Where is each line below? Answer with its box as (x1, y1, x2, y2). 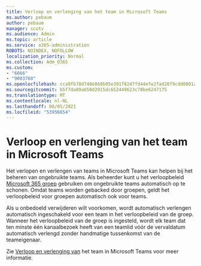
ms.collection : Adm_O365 (6, 59, 68, 65)
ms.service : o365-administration (6, 43, 90, 49)
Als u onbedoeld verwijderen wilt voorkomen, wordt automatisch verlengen (6, 204, 191, 211)
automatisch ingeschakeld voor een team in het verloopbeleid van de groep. (6, 211, 194, 218)
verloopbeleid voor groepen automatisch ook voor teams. (6, 193, 148, 200)
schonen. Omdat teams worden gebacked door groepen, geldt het (6, 186, 169, 194)
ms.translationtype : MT (6, 92, 66, 98)
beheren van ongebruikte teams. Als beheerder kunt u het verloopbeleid (6, 174, 184, 181)
